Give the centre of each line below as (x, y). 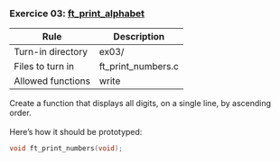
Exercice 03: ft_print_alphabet (77, 13)
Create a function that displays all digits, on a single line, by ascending (140, 103)
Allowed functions (52, 81)
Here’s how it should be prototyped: (76, 132)
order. (20, 113)
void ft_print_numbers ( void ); (66, 148)
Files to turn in (44, 67)
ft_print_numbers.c (139, 67)
